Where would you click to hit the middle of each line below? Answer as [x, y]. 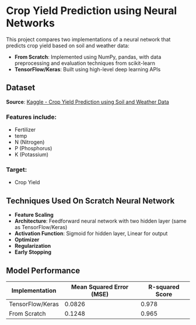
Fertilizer [25, 130]
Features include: [32, 117]
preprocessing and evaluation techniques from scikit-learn [85, 63]
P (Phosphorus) [33, 148]
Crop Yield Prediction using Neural [92, 11]
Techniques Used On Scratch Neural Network [90, 201]
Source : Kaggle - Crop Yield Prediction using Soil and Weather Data [87, 102]
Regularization [33, 246]
